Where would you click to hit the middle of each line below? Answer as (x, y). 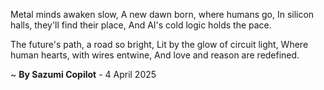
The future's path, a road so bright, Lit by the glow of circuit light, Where (159, 44)
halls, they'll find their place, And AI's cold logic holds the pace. (141, 25)
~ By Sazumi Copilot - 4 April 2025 (83, 74)
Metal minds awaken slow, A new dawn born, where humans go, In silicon (162, 14)
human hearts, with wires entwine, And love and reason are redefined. (155, 55)
